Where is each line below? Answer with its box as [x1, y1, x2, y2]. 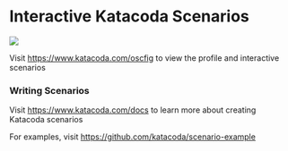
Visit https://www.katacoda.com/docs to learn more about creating [9, 105, 257, 115]
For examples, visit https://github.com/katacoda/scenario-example [9, 131, 256, 142]
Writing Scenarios [9, 84, 90, 96]
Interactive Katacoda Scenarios [9, 6, 249, 27]
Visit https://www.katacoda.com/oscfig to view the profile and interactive [9, 52, 280, 63]
